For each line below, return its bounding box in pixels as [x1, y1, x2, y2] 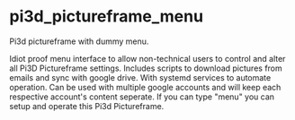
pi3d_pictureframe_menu [9, 6, 204, 27]
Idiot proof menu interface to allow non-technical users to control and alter [9, 53, 286, 64]
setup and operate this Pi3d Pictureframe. [9, 100, 165, 111]
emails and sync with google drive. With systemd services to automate [9, 72, 272, 82]
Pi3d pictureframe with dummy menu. [9, 36, 149, 47]
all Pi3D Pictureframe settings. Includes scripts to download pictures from [9, 63, 283, 73]
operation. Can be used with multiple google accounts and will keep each [9, 81, 282, 92]
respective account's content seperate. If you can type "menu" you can [9, 91, 275, 102]
